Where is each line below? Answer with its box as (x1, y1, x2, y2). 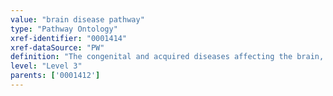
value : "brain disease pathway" (10, 14, 145, 25)
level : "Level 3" (10, 61, 83, 71)
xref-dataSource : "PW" (10, 42, 105, 53)
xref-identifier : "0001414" (10, 33, 128, 43)
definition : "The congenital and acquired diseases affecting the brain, (10, 52, 325, 62)
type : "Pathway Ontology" (10, 24, 118, 34)
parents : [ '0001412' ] (10, 71, 101, 81)
